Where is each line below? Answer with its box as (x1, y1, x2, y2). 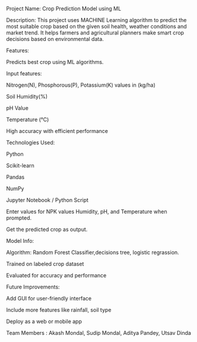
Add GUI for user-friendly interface (6, 295, 92, 302)
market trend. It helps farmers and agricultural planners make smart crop (6, 29, 185, 36)
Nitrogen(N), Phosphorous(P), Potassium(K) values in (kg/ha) (6, 81, 155, 88)
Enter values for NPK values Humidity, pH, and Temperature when (6, 208, 167, 215)
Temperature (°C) (6, 116, 49, 123)
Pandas (6, 173, 25, 180)
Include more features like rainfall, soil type (6, 306, 112, 313)
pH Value (6, 104, 28, 112)
